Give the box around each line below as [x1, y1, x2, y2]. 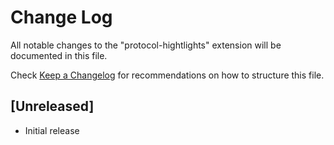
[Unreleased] [10, 98, 95, 115]
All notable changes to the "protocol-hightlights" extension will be [10, 39, 282, 51]
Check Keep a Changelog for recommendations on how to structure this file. [10, 69, 325, 81]
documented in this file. [10, 49, 108, 61]
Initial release [24, 124, 80, 136]
